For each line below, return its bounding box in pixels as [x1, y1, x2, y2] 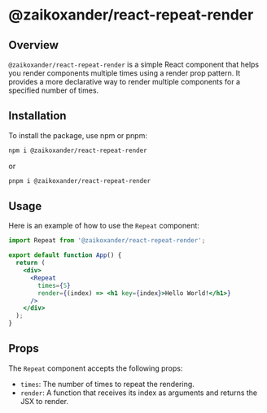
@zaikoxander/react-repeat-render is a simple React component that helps [8, 59, 260, 69]
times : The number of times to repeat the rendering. [20, 379, 195, 389]
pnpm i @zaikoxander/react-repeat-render [8, 176, 151, 185]
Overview [8, 38, 59, 52]
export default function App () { [8, 251, 122, 259]
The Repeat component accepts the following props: [8, 363, 183, 373]
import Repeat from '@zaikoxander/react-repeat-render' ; [8, 237, 206, 245]
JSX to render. [20, 396, 69, 406]
